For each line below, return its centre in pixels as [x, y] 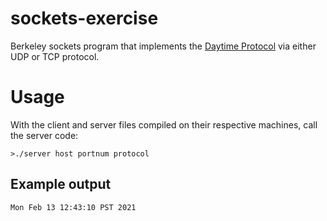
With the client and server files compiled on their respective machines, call [164, 124]
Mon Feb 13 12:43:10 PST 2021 [73, 207]
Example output [61, 184]
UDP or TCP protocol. [55, 56]
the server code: [44, 135]
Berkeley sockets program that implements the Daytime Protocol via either [163, 46]
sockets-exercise [84, 18]
